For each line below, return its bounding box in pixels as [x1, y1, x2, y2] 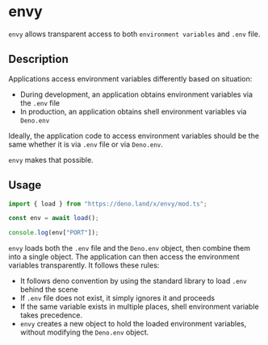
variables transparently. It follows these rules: [8, 260, 160, 270]
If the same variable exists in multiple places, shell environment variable [19, 301, 260, 312]
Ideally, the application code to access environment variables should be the [8, 131, 260, 140]
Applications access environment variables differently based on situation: [8, 73, 253, 83]
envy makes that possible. [8, 155, 94, 164]
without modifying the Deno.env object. [19, 327, 149, 337]
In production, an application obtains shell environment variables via [19, 106, 247, 116]
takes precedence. [19, 310, 83, 320]
